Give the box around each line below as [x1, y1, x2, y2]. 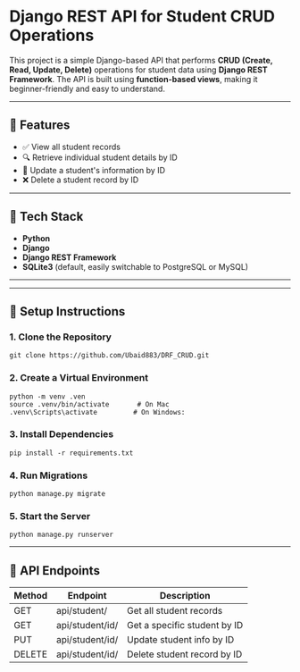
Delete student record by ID [126, 648, 243, 660]
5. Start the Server [9, 510, 91, 523]
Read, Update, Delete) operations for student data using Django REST [9, 64, 268, 75]
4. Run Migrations [9, 469, 88, 482]
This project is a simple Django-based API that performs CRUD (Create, [9, 55, 273, 65]
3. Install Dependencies [9, 428, 114, 441]
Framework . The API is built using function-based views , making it [9, 73, 258, 84]
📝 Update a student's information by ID [21, 164, 166, 175]
